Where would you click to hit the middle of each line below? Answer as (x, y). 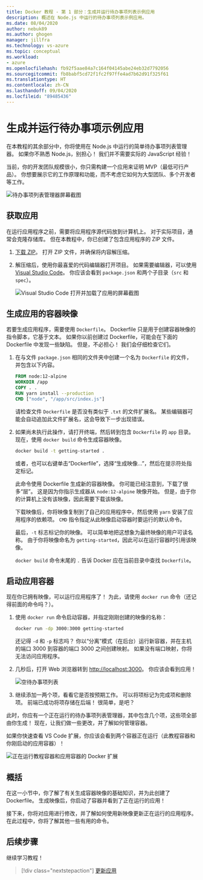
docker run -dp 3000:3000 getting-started (69, 629)
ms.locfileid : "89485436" (39, 96)
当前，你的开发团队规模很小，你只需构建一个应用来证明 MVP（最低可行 (95, 167)
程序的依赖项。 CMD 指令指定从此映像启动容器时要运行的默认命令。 (103, 519)
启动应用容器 (30, 581)
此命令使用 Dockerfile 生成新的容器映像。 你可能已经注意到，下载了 (99, 484)
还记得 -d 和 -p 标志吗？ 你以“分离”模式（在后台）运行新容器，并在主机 (103, 641)
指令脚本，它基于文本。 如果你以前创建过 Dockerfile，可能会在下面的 (92, 337)
